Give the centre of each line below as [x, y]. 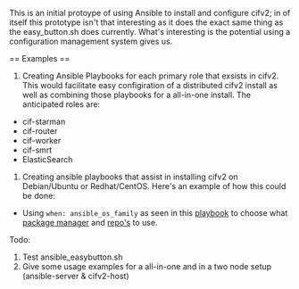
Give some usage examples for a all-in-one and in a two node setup [147, 266]
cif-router [40, 131]
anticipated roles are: [61, 104]
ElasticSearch [47, 159]
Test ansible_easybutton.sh [72, 257]
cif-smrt [37, 150]
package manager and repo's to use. [90, 223]
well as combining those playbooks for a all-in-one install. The [137, 95]
